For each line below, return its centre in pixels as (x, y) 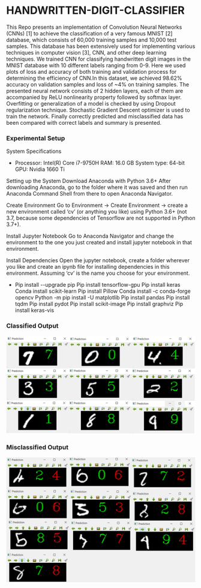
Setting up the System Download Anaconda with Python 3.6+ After (88, 181)
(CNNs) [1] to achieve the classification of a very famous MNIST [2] (89, 33)
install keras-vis (34, 310)
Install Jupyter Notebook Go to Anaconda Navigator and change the (90, 236)
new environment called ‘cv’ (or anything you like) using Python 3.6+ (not (97, 212)
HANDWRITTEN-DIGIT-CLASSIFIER (95, 10)
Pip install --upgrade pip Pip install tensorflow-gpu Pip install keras (97, 285)
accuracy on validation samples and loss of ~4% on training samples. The (98, 84)
